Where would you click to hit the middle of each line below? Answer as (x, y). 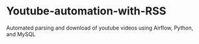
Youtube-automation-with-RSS (86, 11)
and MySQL (21, 34)
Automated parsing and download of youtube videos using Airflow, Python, (100, 28)
